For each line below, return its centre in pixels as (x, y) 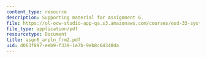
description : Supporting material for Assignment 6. (75, 18)
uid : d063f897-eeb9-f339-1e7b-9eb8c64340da (63, 46)
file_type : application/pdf (42, 29)
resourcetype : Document (37, 34)
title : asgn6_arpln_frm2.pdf (44, 40)
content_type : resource (37, 12)
